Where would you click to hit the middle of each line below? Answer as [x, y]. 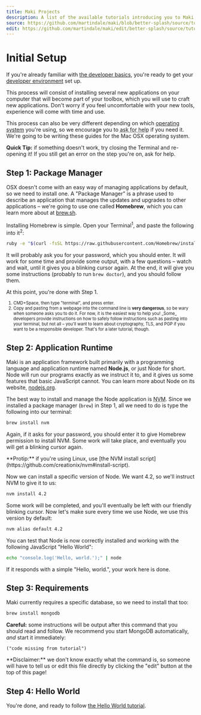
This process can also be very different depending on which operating [93, 123]
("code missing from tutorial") [46, 649]
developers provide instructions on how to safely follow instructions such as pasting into [100, 319]
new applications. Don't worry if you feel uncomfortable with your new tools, [100, 105]
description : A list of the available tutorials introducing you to [93, 17]
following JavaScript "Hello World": [50, 547]
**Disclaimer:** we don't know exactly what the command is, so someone [98, 660]
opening [16, 154]
